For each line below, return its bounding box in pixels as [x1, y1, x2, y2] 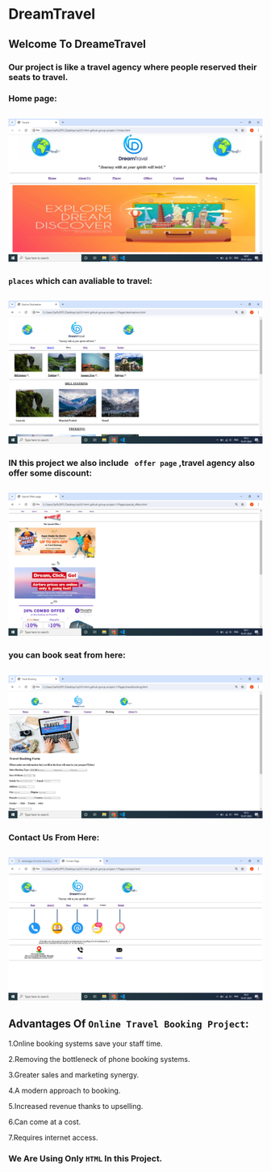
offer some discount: [8, 468, 93, 479]
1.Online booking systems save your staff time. [8, 1039, 163, 1048]
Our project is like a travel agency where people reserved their [8, 61, 257, 73]
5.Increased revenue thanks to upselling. [8, 1101, 144, 1111]
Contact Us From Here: [8, 831, 100, 843]
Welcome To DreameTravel [8, 37, 147, 51]
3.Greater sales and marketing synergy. [8, 1069, 140, 1080]
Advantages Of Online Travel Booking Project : [8, 1017, 249, 1031]
